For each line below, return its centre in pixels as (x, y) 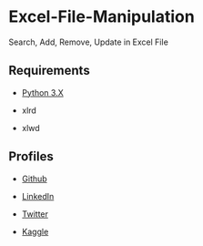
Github (34, 179)
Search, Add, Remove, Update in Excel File (89, 42)
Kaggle (35, 231)
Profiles (31, 157)
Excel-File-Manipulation (101, 17)
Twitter (35, 214)
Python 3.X (43, 92)
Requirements (49, 71)
